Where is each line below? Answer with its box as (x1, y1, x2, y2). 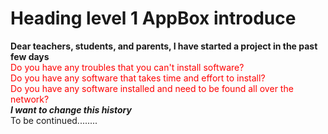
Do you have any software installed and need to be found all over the (10, 82, 294, 94)
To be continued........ (10, 114, 98, 126)
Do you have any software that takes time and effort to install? (10, 72, 266, 84)
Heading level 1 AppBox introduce (10, 7, 297, 30)
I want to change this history (10, 103, 132, 116)
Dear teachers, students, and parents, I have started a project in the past (10, 40, 318, 52)
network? (10, 93, 50, 105)
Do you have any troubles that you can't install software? (10, 61, 245, 73)
